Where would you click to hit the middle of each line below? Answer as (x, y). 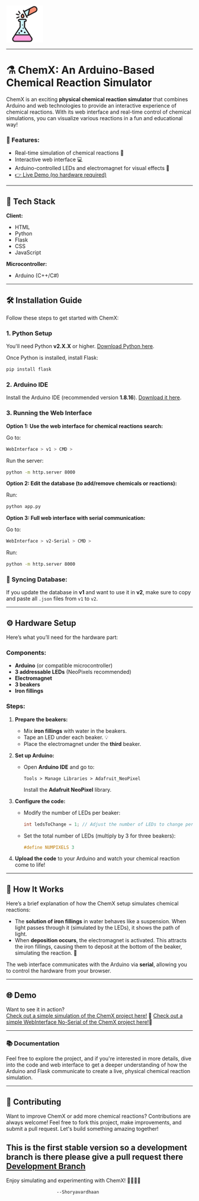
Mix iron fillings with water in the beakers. (75, 730)
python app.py (24, 507)
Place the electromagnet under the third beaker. (82, 744)
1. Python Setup (29, 333)
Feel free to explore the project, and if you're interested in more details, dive (99, 1059)
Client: (15, 216)
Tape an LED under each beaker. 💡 (66, 737)
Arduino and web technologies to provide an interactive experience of (91, 105)
